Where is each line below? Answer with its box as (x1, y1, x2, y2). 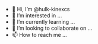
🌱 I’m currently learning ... (11, 18, 75, 25)
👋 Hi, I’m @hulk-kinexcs (11, 6, 70, 12)
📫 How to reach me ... (11, 32, 67, 38)
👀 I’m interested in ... (11, 12, 62, 19)
